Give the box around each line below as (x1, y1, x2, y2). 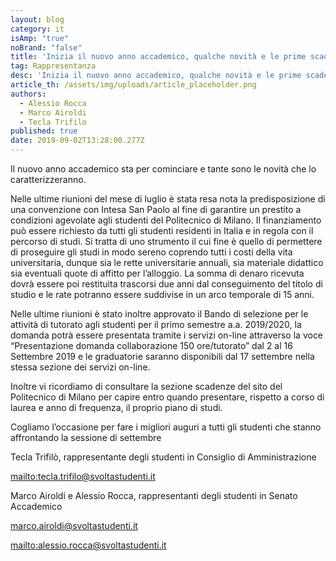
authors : (10, 89, 47, 99)
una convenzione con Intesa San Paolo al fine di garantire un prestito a (10, 204, 302, 215)
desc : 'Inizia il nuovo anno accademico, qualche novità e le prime (10, 71, 302, 81)
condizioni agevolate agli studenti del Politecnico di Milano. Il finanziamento (10, 214, 322, 226)
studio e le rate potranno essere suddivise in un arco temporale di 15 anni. (10, 289, 315, 300)
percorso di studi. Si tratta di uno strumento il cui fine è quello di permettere (10, 236, 323, 247)
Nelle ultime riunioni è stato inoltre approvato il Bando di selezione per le (10, 308, 309, 320)
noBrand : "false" (10, 42, 83, 53)
